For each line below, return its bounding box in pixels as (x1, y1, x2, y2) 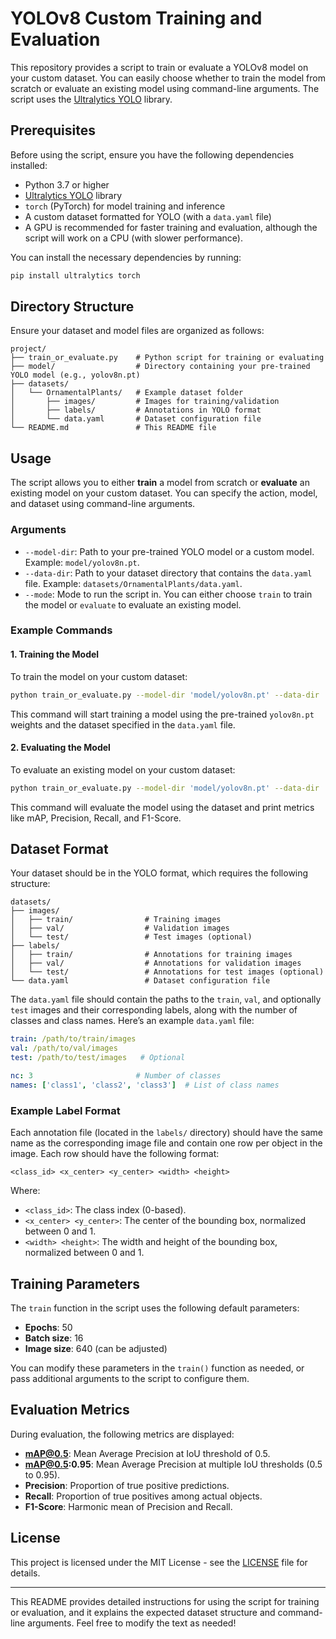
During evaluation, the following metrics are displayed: (10, 1428, 235, 1440)
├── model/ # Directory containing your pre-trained (10, 362, 311, 372)
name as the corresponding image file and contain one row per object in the (10, 1137, 323, 1149)
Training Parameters (10, 1275, 141, 1292)
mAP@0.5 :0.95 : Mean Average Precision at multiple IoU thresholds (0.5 (24, 1458, 323, 1470)
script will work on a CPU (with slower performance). (24, 232, 243, 244)
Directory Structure (10, 298, 135, 316)
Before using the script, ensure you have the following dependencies (10, 148, 295, 161)
